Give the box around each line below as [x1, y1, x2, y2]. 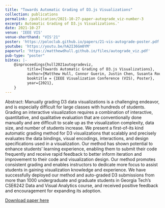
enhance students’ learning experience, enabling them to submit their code [5, 146, 157, 152]
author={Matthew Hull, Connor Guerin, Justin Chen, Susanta [27, 71, 153, 76]
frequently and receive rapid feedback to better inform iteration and [5, 151, 142, 157]
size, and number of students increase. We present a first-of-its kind [5, 125, 144, 131]
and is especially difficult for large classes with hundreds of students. [5, 104, 146, 110]
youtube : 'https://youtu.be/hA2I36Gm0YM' [5, 44, 91, 49]
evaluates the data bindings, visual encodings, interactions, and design [5, 135, 149, 141]
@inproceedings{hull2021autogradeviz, [14, 62, 93, 67]
